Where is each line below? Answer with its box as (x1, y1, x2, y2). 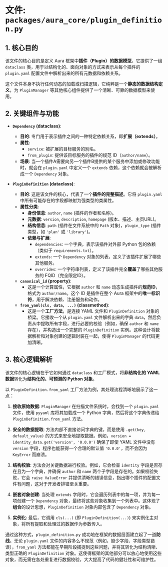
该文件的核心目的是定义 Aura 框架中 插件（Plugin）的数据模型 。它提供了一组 (5, 58, 162, 63)
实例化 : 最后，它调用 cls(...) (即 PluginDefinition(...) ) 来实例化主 (12, 514, 154, 520)
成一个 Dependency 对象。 (19, 170, 71, 176)
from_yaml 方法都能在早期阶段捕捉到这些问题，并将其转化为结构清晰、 (16, 543, 160, 550)
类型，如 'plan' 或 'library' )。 (27, 228, 93, 234)
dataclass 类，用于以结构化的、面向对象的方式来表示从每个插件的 (5, 64, 141, 70)
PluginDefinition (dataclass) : (12, 180, 75, 186)
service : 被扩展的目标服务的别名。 (27, 145, 98, 151)
